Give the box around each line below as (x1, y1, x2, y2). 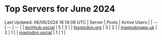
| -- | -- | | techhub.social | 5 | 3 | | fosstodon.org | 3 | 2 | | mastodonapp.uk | (4, 24, 157, 30)
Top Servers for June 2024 (4, 3, 115, 14)
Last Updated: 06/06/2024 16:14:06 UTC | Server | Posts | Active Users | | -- (4, 19, 158, 25)
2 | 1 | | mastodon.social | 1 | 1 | (4, 29, 66, 35)
